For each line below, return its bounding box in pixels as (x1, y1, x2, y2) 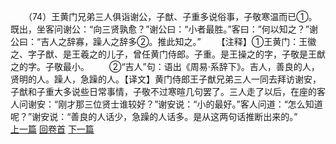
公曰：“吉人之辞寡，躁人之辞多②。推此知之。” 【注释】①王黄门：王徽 (10, 36, 317, 47)
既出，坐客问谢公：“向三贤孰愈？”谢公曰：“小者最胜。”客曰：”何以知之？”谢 (10, 23, 318, 35)
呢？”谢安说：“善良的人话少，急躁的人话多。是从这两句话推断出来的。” (10, 111, 298, 122)
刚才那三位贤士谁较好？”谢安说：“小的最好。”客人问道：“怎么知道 (58, 98, 323, 110)
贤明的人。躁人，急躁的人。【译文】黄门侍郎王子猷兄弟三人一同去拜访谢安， (10, 73, 322, 85)
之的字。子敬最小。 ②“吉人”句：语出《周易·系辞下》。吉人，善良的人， (10, 61, 320, 72)
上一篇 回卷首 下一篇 (10, 123, 95, 135)
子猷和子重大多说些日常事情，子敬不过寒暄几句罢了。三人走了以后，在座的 (10, 86, 317, 97)
